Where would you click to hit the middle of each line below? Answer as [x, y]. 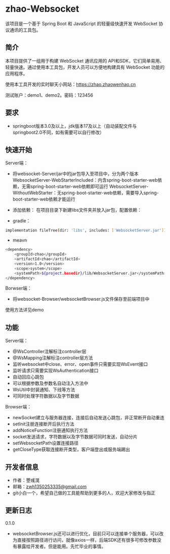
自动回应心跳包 [28, 377]
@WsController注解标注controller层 [50, 352]
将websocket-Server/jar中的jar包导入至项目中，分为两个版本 [76, 174]
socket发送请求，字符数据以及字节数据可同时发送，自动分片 [75, 437]
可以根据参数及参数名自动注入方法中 [50, 383]
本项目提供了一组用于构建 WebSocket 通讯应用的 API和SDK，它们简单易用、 [85, 61]
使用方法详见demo [25, 310]
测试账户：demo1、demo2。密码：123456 [49, 95]
